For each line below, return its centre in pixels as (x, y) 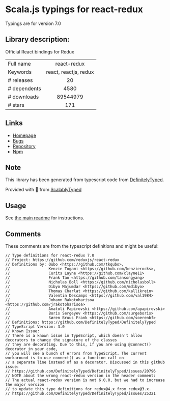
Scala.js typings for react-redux (74, 9)
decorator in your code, (32, 349)
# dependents (25, 89)
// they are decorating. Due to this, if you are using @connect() (78, 345)
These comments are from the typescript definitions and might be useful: (82, 246)
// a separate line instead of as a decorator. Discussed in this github (85, 362)
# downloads (23, 97)
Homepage (24, 135)
